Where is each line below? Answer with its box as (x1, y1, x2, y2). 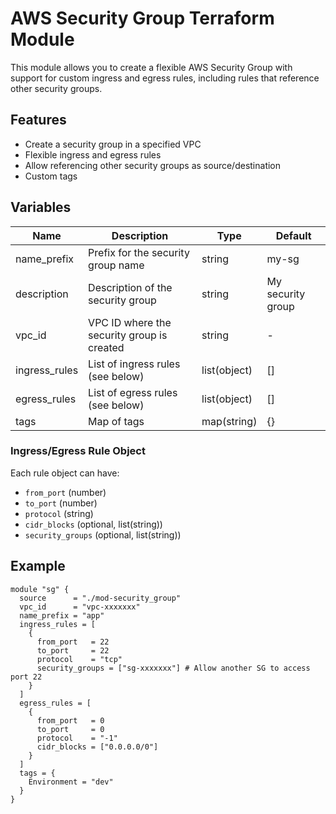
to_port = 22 (36, 645, 110, 656)
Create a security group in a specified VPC (24, 138, 202, 150)
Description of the (88, 280, 173, 294)
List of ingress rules (88, 357, 181, 371)
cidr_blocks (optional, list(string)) (24, 518, 163, 530)
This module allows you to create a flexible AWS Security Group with (10, 61, 293, 73)
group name (88, 258, 145, 272)
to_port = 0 (36, 724, 105, 734)
